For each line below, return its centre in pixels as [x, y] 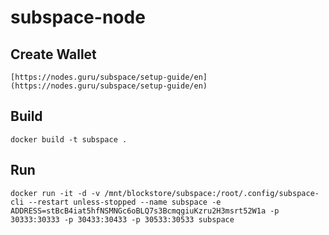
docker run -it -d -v [55, 193]
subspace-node [78, 17]
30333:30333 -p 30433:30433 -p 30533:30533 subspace [122, 219]
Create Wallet [53, 54]
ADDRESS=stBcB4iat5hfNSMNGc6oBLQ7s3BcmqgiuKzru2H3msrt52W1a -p [145, 211]
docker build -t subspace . [69, 139]
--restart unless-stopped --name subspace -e [125, 202]
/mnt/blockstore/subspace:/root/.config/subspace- [212, 193]
